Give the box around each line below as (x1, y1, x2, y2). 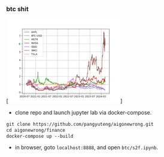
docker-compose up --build (6, 134, 74, 140)
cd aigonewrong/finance (6, 128, 66, 134)
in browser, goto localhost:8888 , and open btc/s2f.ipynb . (14, 144, 159, 151)
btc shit (6, 5, 29, 13)
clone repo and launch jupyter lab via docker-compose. (14, 109, 152, 116)
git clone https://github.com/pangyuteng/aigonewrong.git (6, 122, 154, 128)
